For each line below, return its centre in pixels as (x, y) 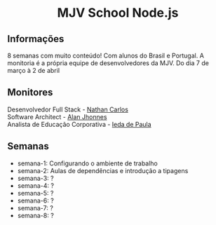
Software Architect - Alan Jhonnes (57, 116)
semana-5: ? (35, 193)
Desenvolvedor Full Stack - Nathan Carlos (68, 109)
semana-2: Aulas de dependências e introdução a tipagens (103, 170)
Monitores (30, 93)
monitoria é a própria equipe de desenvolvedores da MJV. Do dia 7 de (108, 63)
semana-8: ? (35, 215)
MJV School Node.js (118, 13)
